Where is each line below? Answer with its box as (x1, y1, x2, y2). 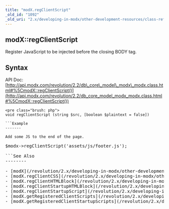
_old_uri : (5, 17, 26, 22)
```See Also (5, 153, 35, 159)
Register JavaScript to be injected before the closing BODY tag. (5, 49, 137, 55)
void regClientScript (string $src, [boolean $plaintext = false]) (5, 112, 150, 117)
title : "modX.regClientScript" (5, 7, 71, 13)
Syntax (5, 63, 28, 72)
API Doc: (5, 77, 24, 83)
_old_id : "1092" (5, 12, 39, 17)
